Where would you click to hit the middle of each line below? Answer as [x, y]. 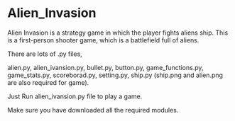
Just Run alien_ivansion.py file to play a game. [75, 96]
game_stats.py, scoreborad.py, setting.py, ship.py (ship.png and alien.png [115, 75]
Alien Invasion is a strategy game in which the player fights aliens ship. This [118, 33]
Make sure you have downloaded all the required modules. [93, 110]
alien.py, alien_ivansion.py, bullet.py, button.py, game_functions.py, [105, 67]
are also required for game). [48, 82]
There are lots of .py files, [45, 54]
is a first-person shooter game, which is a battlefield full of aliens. [103, 40]
